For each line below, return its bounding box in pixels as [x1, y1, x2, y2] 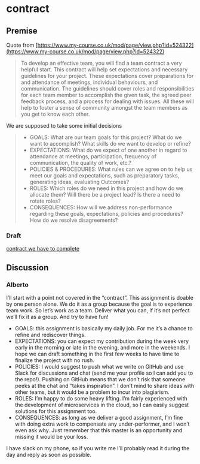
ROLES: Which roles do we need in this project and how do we [29, 185, 183, 192]
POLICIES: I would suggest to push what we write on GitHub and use [14, 363, 184, 370]
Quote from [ [6, 41, 38, 49]
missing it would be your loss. [14, 433, 88, 440]
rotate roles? [29, 197, 61, 204]
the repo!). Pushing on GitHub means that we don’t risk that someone [14, 375, 186, 382]
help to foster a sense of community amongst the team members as [20, 104, 188, 111]
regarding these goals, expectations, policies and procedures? [29, 210, 184, 217]
